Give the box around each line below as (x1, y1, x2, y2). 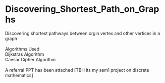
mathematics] (5, 72, 33, 78)
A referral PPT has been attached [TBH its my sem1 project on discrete (5, 67, 150, 73)
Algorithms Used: (5, 46, 41, 52)
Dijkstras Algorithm (5, 51, 44, 57)
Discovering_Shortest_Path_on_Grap (5, 3, 160, 15)
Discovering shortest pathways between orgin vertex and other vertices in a (5, 30, 160, 36)
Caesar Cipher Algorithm (5, 56, 56, 62)
